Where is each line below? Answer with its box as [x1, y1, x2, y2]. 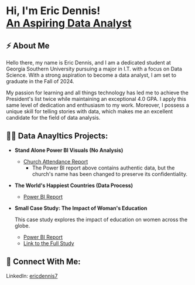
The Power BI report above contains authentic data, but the [32, 164, 175, 171]
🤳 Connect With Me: [6, 257, 81, 267]
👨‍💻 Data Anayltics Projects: [6, 131, 108, 141]
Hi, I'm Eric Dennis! [6, 4, 101, 18]
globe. [14, 222, 30, 229]
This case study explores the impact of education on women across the [14, 216, 188, 223]
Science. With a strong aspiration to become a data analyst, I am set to [6, 72, 177, 79]
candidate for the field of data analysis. [6, 114, 101, 121]
